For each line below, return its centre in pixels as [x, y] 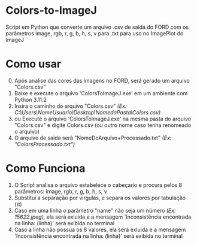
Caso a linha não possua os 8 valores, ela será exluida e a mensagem [100, 229]
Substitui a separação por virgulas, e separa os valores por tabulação [100, 198]
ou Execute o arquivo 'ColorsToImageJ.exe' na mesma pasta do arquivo [102, 119]
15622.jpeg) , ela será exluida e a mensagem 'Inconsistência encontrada [103, 217]
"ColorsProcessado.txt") [45, 144]
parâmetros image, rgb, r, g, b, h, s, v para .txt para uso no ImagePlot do [95, 33]
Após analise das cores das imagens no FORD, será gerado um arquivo [102, 80]
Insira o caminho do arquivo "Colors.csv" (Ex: [70, 106]
